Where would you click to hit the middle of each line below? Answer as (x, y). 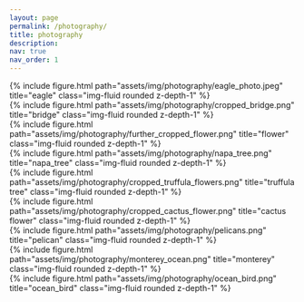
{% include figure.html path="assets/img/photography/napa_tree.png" (141, 153)
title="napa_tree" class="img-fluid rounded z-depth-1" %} (118, 163)
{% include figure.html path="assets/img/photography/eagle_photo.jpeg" (147, 86)
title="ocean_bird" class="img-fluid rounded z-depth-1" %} (120, 288)
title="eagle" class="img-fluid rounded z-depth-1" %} (110, 95)
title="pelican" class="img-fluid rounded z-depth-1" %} (113, 240)
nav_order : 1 (34, 60)
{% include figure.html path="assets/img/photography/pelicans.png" (138, 230)
